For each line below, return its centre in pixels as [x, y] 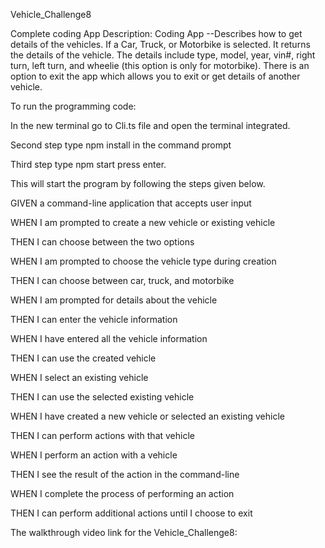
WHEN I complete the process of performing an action [122, 493]
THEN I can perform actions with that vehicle [103, 435]
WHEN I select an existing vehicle [79, 377]
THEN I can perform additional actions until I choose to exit [131, 513]
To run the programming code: [73, 106]
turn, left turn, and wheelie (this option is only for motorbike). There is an [160, 65]
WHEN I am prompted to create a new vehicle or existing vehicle [143, 222]
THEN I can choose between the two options [102, 242]
